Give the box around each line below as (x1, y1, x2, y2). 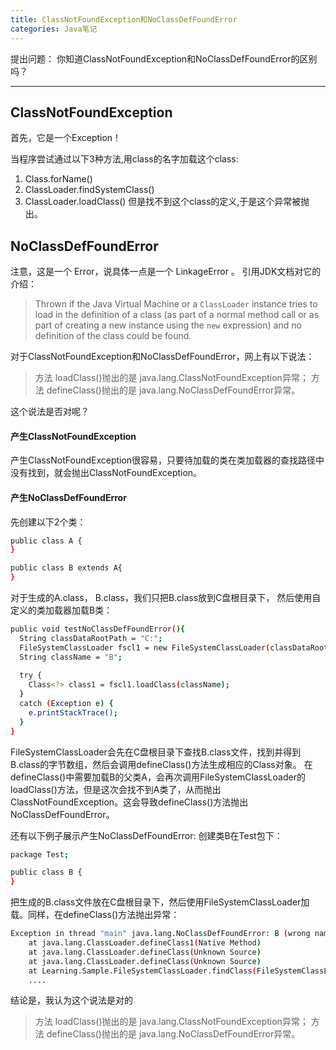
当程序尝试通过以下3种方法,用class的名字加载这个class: (10, 153, 239, 165)
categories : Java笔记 (10, 24, 98, 34)
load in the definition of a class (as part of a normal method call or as (34, 309, 320, 321)
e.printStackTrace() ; (28, 707, 118, 718)
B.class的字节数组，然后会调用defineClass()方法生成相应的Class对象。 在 (10, 758, 313, 770)
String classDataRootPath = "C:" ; (19, 633, 163, 643)
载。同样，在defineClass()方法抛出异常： (10, 909, 180, 921)
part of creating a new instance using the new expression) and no (34, 319, 302, 331)
